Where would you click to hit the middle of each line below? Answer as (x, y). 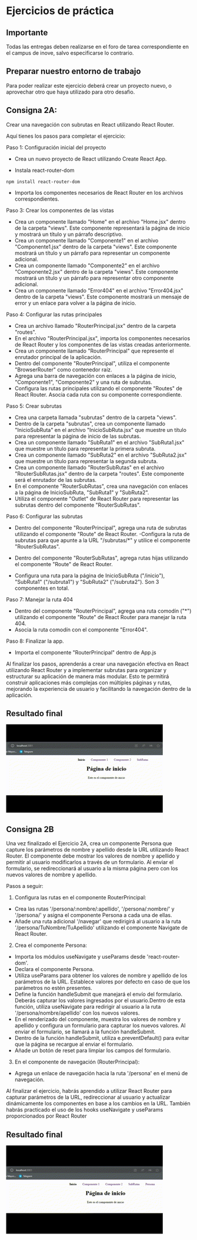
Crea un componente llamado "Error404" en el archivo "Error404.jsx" (99, 290)
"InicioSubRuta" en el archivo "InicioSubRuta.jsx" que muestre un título (101, 430)
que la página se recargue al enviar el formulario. (74, 1044)
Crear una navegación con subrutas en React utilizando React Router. (90, 124)
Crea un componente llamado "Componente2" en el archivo (87, 265)
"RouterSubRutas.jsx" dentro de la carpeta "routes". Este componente (99, 473)
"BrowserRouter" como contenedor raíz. (64, 370)
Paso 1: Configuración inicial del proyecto (56, 147)
